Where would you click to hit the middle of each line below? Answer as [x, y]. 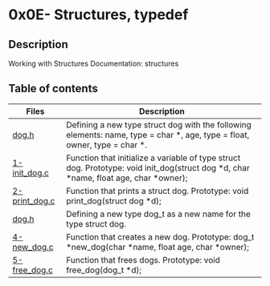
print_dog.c [34, 200]
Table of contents [53, 89]
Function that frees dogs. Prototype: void [143, 260]
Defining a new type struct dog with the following [158, 124]
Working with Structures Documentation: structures [94, 63]
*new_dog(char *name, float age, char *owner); [157, 247]
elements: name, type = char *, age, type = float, [157, 135]
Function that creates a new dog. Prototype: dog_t [160, 236]
